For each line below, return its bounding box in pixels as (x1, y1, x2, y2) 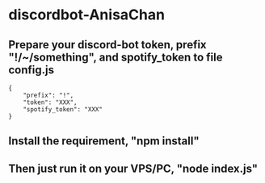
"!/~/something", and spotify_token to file (8, 50, 223, 64)
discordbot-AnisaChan (8, 6, 166, 24)
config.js (8, 63, 55, 77)
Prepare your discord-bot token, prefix (8, 38, 208, 52)
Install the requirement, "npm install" (8, 135, 200, 148)
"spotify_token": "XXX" (23, 106, 103, 114)
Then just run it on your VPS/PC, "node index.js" (8, 161, 259, 175)
